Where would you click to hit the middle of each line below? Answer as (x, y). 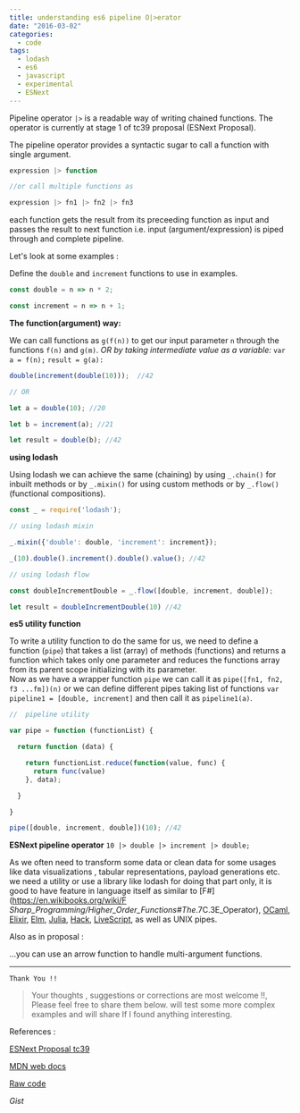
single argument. (40, 154)
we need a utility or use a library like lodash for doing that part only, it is (141, 881)
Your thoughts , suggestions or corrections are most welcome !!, (149, 995)
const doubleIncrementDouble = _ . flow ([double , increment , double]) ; (142, 591)
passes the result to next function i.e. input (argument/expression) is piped (146, 230)
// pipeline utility (50, 715)
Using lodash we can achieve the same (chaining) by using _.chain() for (143, 475)
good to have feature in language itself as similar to (104, 891)
